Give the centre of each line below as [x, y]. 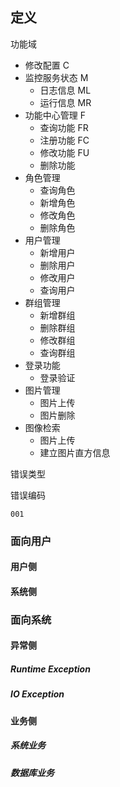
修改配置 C [47, 65]
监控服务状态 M [56, 77]
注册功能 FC [64, 140]
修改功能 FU [64, 152]
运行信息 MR [65, 102]
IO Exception [37, 694]
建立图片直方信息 [75, 452]
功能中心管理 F [55, 115]
